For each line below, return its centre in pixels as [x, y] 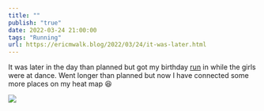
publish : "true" [35, 23]
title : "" [25, 15]
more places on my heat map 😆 [60, 84]
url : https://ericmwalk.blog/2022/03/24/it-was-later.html [107, 45]
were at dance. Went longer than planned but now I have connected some [128, 76]
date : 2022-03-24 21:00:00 [53, 30]
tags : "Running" [35, 37]
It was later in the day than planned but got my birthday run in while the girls [132, 67]
